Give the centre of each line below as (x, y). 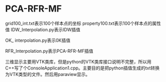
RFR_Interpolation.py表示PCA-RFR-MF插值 (49, 51)
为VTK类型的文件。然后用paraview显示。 (48, 74)
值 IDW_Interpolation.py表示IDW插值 (43, 29)
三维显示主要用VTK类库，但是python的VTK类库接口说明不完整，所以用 (78, 61)
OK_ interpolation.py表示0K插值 (38, 40)
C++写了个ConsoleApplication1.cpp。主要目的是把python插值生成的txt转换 (82, 68)
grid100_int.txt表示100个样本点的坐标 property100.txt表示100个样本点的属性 (83, 23)
